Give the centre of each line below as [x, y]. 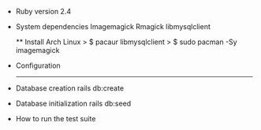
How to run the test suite [56, 119]
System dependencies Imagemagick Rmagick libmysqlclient [113, 26]
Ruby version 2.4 [43, 11]
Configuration [38, 65]
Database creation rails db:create [70, 88]
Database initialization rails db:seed [73, 103]
